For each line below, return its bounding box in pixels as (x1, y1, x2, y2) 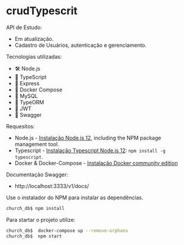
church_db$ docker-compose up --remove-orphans (6, 227, 128, 234)
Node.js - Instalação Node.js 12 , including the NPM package (14, 134, 162, 141)
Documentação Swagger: (6, 171, 69, 178)
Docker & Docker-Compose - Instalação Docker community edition (14, 159, 178, 167)
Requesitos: (6, 123, 35, 130)
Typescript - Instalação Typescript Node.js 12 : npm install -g (14, 147, 166, 154)
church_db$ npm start (6, 233, 62, 239)
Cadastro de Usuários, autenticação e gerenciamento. (14, 42, 147, 49)
